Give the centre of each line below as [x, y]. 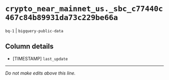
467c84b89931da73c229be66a [62, 18]
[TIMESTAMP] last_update [40, 58]
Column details [29, 47]
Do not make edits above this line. [40, 73]
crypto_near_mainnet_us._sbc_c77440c [84, 9]
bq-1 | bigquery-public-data [34, 30]
